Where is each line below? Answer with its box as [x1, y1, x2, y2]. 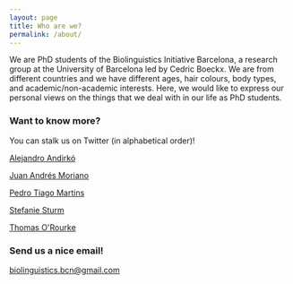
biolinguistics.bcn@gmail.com [9, 264, 120, 275]
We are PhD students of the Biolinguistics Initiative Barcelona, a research [9, 55, 278, 65]
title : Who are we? [9, 22, 82, 30]
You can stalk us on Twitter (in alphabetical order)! [9, 135, 195, 146]
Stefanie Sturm [9, 204, 65, 215]
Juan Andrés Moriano [9, 169, 90, 180]
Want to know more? [9, 115, 101, 127]
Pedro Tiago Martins [9, 187, 85, 198]
